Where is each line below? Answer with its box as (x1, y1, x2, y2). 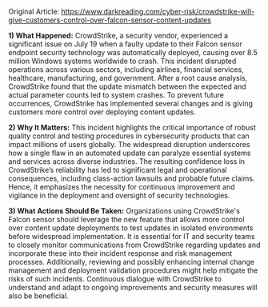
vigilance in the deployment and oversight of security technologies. (8, 191, 230, 200)
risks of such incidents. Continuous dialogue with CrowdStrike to (8, 274, 222, 283)
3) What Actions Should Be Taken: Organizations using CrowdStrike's (8, 206, 240, 215)
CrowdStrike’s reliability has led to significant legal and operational (8, 165, 227, 174)
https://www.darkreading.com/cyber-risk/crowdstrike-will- (61, 7, 255, 16)
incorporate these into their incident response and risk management (8, 249, 233, 258)
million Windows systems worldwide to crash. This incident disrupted (8, 56, 237, 66)
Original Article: (8, 7, 60, 16)
